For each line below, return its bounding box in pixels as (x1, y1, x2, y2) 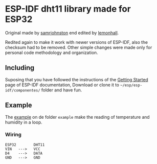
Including (5, 64, 35, 72)
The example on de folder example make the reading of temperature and (5, 114, 150, 120)
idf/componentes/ (5, 88, 41, 93)
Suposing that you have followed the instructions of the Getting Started (5, 76, 148, 82)
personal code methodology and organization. (5, 50, 98, 55)
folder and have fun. (41, 87, 82, 93)
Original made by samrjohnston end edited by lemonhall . (5, 30, 119, 36)
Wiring (5, 131, 22, 138)
